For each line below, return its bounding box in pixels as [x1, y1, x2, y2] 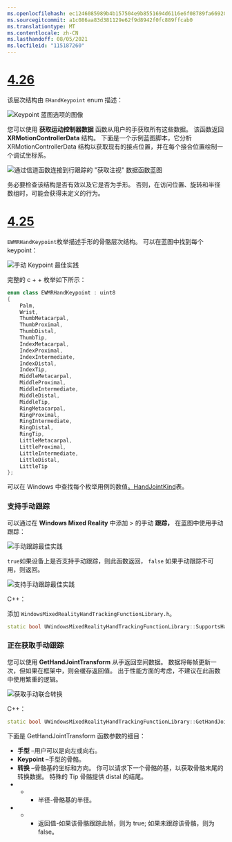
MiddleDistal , [19, 392, 60, 399]
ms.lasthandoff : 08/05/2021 [7, 36, 88, 43]
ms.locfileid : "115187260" [7, 42, 85, 49]
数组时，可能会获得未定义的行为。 [7, 189, 104, 197]
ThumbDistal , [19, 328, 57, 335]
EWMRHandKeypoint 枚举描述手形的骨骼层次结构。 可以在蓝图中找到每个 [7, 237, 204, 245]
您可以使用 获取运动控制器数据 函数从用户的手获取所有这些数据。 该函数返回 [7, 125, 224, 133]
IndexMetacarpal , [19, 340, 70, 348]
